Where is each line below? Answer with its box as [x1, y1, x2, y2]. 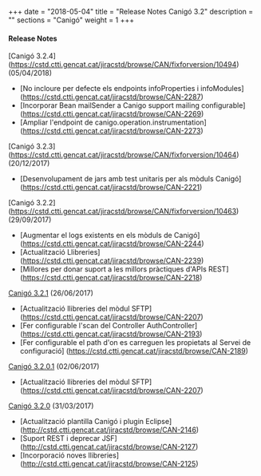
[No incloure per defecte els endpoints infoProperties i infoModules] [19, 84, 245, 93]
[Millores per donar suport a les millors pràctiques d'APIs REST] [19, 264, 229, 274]
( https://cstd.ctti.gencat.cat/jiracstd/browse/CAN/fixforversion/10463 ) [8, 207, 239, 216]
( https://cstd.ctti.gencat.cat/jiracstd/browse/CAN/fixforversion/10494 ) [8, 60, 239, 69]
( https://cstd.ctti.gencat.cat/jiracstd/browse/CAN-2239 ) [19, 256, 204, 266]
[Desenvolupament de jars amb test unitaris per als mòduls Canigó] [19, 174, 242, 184]
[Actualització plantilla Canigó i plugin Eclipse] [19, 417, 172, 426]
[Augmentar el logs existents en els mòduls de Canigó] [19, 231, 200, 240]
